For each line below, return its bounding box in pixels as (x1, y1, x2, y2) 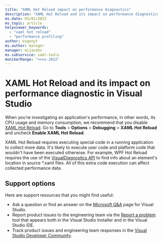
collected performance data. (5, 165, 62, 171)
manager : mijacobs (5, 48, 42, 52)
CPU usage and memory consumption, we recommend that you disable (5, 120, 148, 125)
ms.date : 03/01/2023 (5, 16, 47, 21)
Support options (5, 179, 56, 188)
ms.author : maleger (5, 43, 45, 48)
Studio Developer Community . (12, 233, 72, 238)
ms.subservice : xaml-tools (5, 52, 60, 57)
